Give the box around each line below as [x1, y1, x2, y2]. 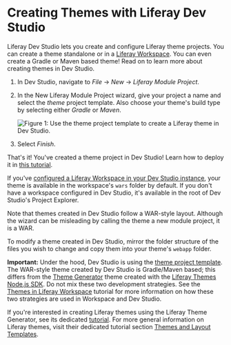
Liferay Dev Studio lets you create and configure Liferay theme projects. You [7, 42, 224, 50]
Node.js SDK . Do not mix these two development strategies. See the [7, 279, 201, 288]
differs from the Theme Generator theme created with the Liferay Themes [7, 273, 217, 281]
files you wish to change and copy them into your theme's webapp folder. [7, 244, 212, 253]
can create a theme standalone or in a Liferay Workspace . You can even [7, 50, 212, 58]
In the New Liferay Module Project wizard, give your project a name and [17, 91, 221, 99]
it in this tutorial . [7, 160, 53, 168]
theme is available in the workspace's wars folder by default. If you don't [7, 181, 212, 189]
